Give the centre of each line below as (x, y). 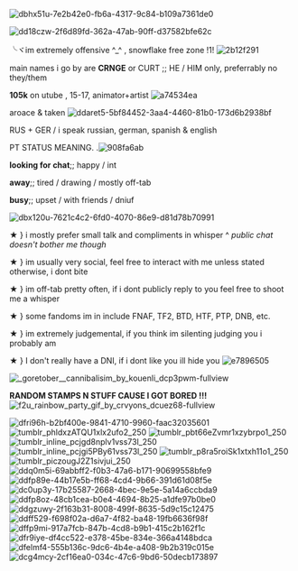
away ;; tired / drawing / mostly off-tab (80, 182)
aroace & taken (37, 112)
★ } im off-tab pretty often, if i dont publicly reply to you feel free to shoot (147, 289)
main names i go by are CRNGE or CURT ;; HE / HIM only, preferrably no (144, 68)
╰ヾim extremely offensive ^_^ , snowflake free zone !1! (112, 50)
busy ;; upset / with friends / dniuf (72, 200)
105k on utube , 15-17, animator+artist (79, 95)
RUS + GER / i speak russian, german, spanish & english (113, 130)
